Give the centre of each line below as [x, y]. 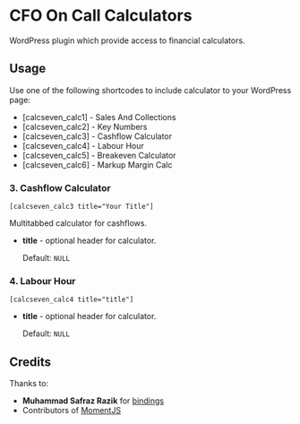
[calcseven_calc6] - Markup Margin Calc [97, 164]
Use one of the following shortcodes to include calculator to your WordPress [150, 90]
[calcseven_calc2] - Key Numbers [85, 126]
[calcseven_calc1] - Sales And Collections [99, 117]
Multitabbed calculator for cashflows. [78, 223]
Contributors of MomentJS [72, 411]
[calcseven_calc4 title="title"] [72, 300]
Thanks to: [29, 384]
